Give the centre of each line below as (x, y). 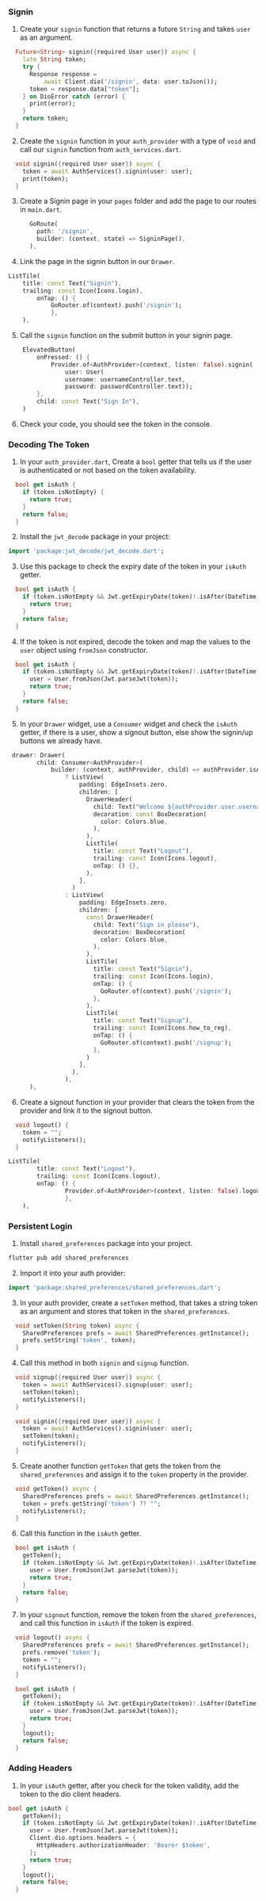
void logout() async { (53, 1638)
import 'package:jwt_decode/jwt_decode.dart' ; (86, 551)
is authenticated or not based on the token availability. (108, 470)
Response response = (63, 74)
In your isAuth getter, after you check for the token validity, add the (129, 1785)
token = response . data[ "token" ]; (84, 89)
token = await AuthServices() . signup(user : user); (108, 1385)
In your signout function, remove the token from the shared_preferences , (138, 1615)
